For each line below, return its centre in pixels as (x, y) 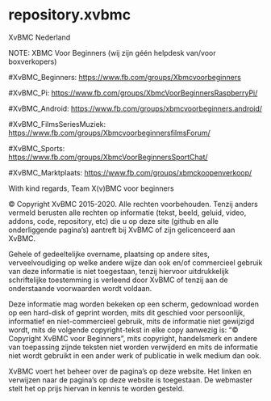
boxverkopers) (33, 61)
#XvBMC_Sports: (37, 148)
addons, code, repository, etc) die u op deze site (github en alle (114, 221)
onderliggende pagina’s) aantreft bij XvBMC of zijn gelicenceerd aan (122, 230)
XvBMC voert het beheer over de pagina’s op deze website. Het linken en (130, 371)
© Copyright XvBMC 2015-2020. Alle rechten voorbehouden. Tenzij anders (133, 204)
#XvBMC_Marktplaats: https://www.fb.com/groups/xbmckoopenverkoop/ (130, 172)
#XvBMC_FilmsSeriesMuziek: (57, 124)
